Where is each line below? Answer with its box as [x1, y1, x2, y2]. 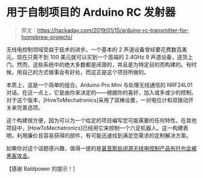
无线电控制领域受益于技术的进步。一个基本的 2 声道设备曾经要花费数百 [6, 46, 182, 53]
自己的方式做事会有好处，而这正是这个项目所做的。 [22, 68, 149, 75]
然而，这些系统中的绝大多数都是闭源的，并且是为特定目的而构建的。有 [16, 61, 192, 68]
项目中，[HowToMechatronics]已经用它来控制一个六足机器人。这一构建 [6, 124, 183, 132]
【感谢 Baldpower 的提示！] [6, 165, 76, 172]
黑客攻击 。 [6, 152, 33, 159]
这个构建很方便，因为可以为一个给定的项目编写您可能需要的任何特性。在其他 [6, 116, 197, 124]
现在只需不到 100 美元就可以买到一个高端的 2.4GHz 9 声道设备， [16, 53, 177, 60]
